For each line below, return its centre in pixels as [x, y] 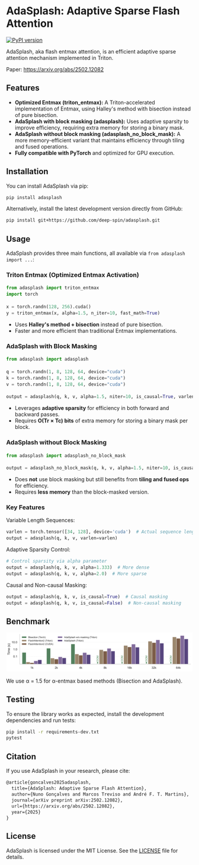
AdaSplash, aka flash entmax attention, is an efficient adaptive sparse [91, 51]
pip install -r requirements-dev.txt [53, 732]
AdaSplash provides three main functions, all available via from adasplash [96, 253]
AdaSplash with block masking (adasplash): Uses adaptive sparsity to [102, 121]
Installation [27, 171]
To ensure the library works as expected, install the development [85, 714]
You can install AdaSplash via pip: [47, 186]
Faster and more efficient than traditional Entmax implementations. [96, 330]
